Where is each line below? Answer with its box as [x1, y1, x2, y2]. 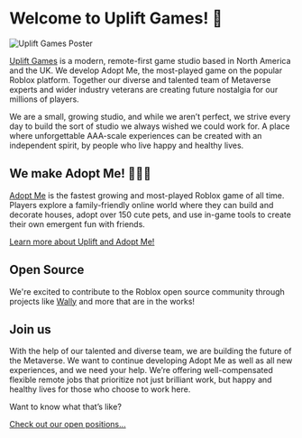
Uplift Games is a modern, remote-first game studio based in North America [9, 55, 291, 66]
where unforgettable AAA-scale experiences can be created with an [9, 130, 262, 141]
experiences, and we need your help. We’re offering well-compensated [9, 365, 273, 376]
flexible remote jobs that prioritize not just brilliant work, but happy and [9, 374, 272, 386]
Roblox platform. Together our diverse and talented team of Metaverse [9, 74, 271, 85]
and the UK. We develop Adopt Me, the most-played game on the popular [9, 65, 282, 76]
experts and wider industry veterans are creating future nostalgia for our [9, 84, 279, 95]
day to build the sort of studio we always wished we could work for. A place [9, 121, 290, 132]
